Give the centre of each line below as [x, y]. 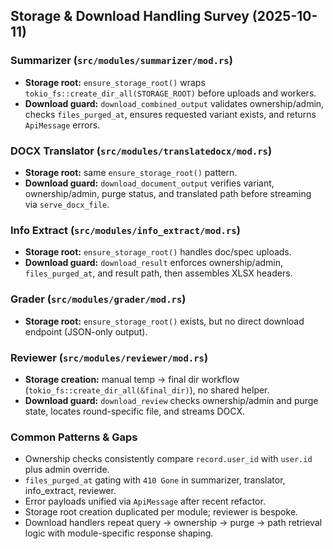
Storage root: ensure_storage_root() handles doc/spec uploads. [158, 252]
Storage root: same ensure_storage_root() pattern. [131, 172]
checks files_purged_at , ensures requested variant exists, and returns [170, 114]
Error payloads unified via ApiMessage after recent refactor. [145, 501]
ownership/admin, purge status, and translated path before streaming [168, 193]
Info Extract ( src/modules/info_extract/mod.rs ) [125, 230]
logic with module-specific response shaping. [119, 533]
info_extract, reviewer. [70, 491]
